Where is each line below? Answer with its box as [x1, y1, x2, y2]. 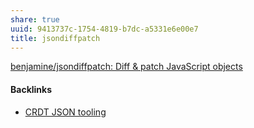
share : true [10, 14, 60, 25]
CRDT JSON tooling [24, 106, 107, 118]
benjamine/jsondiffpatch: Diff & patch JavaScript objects [10, 61, 243, 73]
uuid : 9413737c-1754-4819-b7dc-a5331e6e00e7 [10, 24, 199, 34]
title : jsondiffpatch [10, 33, 101, 43]
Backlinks [10, 83, 53, 95]
